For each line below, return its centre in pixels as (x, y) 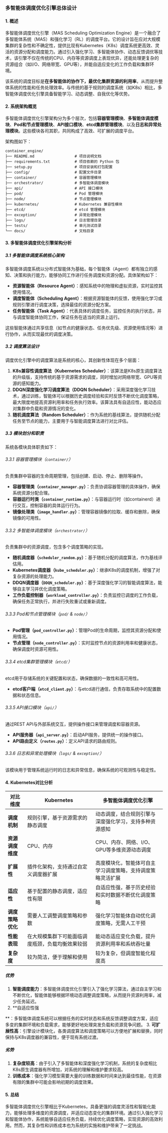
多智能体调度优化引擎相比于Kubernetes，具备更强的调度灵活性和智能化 (78, 1107)
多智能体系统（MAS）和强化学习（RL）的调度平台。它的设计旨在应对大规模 (83, 39)
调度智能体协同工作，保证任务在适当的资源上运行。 (69, 317)
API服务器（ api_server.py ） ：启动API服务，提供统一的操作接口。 (79, 734)
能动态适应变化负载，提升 (125, 936)
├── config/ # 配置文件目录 (53, 172)
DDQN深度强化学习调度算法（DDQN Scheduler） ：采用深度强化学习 (82, 390)
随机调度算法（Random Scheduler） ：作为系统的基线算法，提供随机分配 (86, 415)
